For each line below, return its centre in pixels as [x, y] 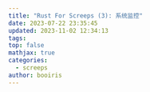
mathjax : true [32, 53]
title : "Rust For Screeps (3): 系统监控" [76, 16]
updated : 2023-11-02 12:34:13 [59, 30]
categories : [28, 61]
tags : [17, 38]
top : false [26, 46]
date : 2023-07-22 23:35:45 [53, 23]
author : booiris [35, 75]
